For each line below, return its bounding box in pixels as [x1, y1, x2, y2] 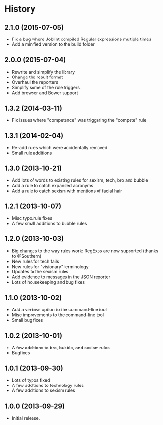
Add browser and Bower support [11, 90, 78, 96]
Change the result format [11, 74, 63, 80]
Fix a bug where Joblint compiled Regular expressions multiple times [11, 36, 152, 42]
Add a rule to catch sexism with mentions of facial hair [11, 188, 122, 193]
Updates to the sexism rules [11, 269, 69, 274]
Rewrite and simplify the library [11, 69, 75, 75]
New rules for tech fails [11, 258, 60, 264]
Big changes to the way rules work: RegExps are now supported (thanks [11, 248, 159, 254]
